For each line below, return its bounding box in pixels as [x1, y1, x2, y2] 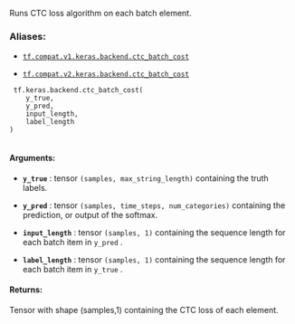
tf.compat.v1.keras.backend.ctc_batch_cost [22, 52, 190, 62]
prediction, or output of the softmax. [22, 209, 158, 220]
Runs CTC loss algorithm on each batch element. [9, 8, 192, 18]
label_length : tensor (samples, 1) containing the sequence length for [22, 253, 286, 265]
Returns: [9, 284, 43, 295]
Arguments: [9, 152, 56, 163]
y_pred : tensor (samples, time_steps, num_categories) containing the [22, 199, 286, 211]
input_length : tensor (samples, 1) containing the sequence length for [22, 226, 286, 238]
